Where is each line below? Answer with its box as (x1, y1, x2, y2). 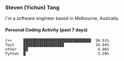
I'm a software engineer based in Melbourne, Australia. (5, 15, 119, 21)
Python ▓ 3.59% (5, 51, 109, 56)
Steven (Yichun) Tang (5, 4, 59, 11)
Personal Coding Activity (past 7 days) (5, 26, 88, 32)
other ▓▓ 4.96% (5, 46, 109, 51)
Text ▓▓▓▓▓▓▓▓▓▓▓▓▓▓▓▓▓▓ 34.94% (5, 42, 109, 47)
